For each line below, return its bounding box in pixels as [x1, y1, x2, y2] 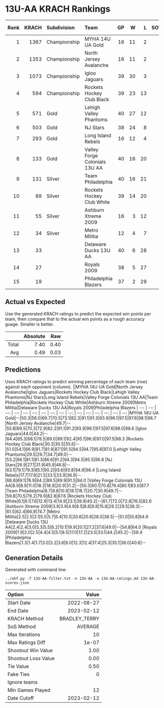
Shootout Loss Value [7, 655, 55, 662]
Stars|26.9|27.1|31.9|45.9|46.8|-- [5, 462, 71, 467]
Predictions [5, 366, 41, 374]
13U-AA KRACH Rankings [5, 3, 111, 15]
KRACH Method [7, 615, 44, 622]
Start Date [7, 599, 31, 606]
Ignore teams [7, 679, 38, 686]
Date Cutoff [7, 695, 34, 702]
